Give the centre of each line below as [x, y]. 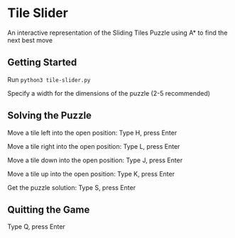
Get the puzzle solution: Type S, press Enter [72, 187]
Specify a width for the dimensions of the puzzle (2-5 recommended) [109, 93]
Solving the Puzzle [50, 116]
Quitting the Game [49, 209]
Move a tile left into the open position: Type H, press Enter [92, 132]
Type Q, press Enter [36, 227]
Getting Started [42, 63]
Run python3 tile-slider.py [49, 79]
